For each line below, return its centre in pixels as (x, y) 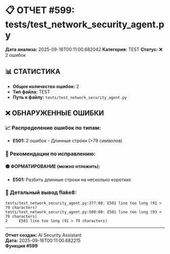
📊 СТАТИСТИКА (33, 72)
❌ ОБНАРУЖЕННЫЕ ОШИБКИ (55, 113)
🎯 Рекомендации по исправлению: (51, 154)
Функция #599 (22, 246)
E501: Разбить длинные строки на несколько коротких (72, 179)
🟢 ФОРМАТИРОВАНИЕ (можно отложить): (53, 166)
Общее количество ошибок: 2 (46, 86)
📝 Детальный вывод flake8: (41, 193)
